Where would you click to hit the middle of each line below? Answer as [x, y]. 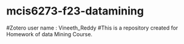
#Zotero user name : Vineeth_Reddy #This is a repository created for [92, 28]
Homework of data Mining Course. [49, 34]
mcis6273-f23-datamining [75, 11]
